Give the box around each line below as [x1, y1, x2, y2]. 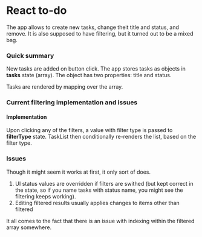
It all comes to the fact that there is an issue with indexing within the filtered [6, 217, 195, 224]
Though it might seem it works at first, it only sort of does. [6, 168, 151, 175]
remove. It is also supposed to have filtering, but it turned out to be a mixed [6, 30, 194, 37]
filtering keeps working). [15, 192, 76, 200]
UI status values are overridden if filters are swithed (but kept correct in [15, 180, 194, 187]
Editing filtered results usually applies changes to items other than [15, 199, 180, 206]
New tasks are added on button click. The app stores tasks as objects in [6, 65, 186, 72]
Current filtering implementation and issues [6, 98, 138, 107]
